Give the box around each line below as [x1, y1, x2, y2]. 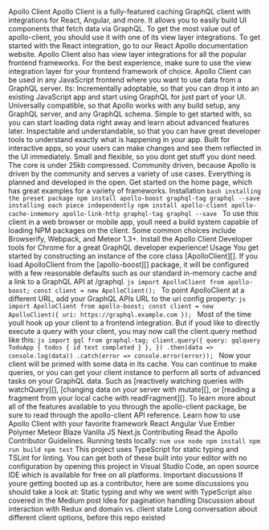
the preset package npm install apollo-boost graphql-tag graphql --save [8, 194, 261, 202]
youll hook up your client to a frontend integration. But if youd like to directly [8, 318, 260, 328]
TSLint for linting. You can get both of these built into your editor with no [8, 453, 247, 463]
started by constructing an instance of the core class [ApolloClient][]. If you [8, 251, 259, 260]
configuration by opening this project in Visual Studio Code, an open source [8, 462, 259, 471]
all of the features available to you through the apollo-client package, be [8, 402, 247, 411]
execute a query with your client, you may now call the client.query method [8, 327, 257, 336]
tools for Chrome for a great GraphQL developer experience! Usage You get [8, 243, 259, 252]
